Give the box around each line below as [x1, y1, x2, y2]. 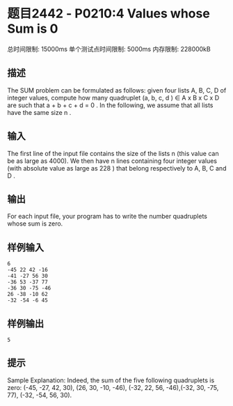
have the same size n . [7, 108, 72, 116]
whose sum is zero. [7, 219, 63, 228]
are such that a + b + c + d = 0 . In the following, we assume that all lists [7, 101, 214, 109]
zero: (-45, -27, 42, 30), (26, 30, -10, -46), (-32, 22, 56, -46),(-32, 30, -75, [7, 383, 219, 391]
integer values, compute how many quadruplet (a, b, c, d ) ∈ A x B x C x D [7, 93, 220, 102]
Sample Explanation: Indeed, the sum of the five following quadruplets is [7, 376, 215, 384]
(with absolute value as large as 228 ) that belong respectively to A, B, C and [7, 164, 227, 172]
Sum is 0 [7, 21, 58, 37]
